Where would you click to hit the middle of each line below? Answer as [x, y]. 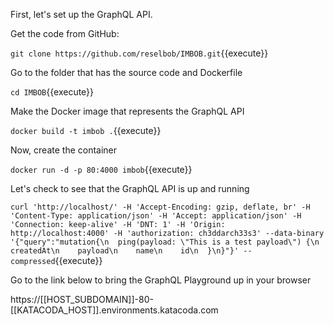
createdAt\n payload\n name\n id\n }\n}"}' [125, 251]
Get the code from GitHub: [65, 33]
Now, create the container [64, 150]
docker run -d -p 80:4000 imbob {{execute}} [101, 169]
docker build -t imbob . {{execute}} [86, 130]
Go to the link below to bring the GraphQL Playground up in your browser [161, 280]
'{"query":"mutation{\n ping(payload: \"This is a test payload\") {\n [165, 242]
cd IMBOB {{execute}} [52, 92]
